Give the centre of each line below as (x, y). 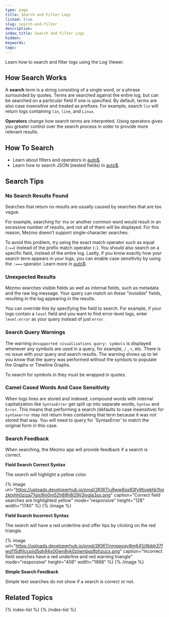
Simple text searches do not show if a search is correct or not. (70, 582)
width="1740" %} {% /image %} (38, 506)
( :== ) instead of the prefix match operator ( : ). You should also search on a (82, 248)
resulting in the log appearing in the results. (50, 299)
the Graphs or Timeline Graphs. (38, 365)
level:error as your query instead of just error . (55, 319)
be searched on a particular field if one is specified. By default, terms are (81, 101)
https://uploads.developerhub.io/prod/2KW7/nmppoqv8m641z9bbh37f (89, 546)
